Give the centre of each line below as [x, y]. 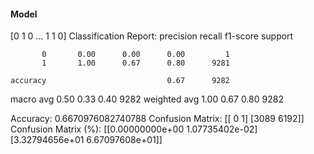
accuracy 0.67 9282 [120, 81]
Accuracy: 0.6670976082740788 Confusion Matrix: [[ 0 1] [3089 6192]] [157, 119]
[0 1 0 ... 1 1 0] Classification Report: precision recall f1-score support [152, 36]
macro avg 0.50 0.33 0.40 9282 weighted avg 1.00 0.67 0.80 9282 [147, 99]
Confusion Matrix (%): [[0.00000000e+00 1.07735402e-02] [134, 129]
